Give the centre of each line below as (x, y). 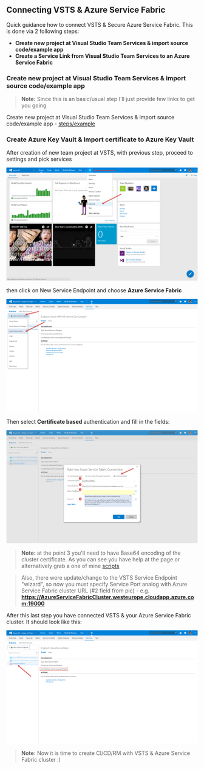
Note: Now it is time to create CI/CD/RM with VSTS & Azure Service (105, 753)
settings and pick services (39, 159)
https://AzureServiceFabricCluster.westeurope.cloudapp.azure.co (107, 597)
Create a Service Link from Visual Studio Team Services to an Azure (102, 56)
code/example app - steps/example (51, 124)
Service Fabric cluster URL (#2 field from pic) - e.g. (85, 591)
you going (34, 105)
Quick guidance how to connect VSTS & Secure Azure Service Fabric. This (100, 24)
